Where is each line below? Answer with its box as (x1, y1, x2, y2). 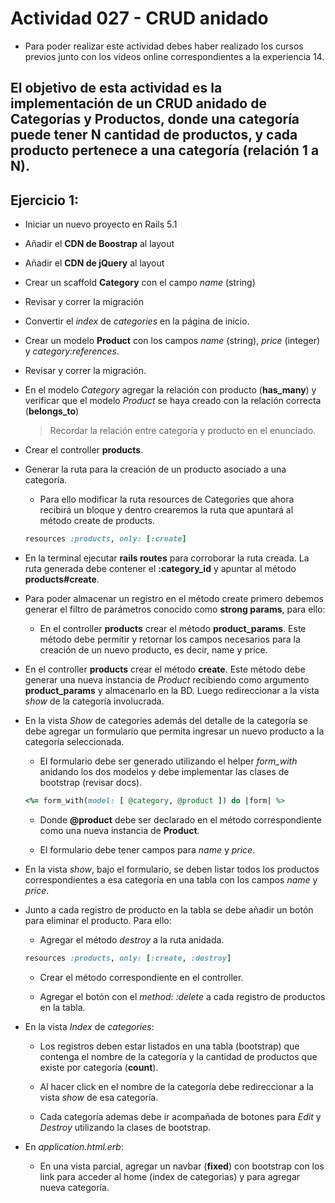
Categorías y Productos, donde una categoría (10, 111, 300, 128)
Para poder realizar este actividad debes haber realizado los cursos (24, 40, 304, 52)
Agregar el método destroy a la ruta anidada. (39, 933, 225, 946)
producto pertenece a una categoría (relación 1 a (10, 142, 320, 159)
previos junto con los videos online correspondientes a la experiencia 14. (24, 50, 325, 62)
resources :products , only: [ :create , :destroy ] (24, 953, 232, 963)
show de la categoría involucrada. (24, 695, 165, 707)
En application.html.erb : (24, 1140, 124, 1152)
